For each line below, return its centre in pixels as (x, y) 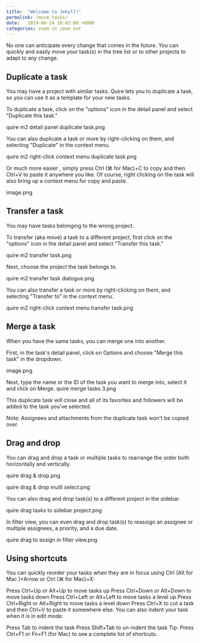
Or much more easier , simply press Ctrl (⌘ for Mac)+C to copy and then (96, 169)
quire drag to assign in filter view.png (52, 540)
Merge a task (31, 327)
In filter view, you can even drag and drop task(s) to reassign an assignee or (100, 522)
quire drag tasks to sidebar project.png (54, 510)
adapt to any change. (32, 58)
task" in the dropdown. (34, 359)
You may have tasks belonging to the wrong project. (70, 225)
